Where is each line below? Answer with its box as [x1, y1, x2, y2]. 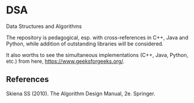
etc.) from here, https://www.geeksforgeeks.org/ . [6, 58, 124, 65]
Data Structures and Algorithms [6, 23, 82, 30]
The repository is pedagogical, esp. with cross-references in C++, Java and [6, 34, 189, 41]
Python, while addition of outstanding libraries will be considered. [6, 40, 164, 47]
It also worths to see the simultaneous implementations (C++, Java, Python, [6, 51, 189, 58]
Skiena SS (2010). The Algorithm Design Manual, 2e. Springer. [6, 90, 156, 97]
